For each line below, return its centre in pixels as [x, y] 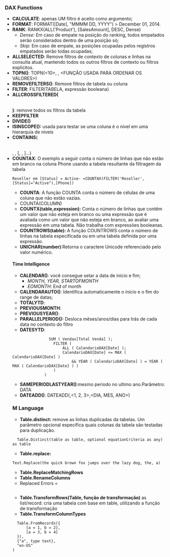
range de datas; [36, 297]
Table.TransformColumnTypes [53, 514]
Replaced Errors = [39, 483]
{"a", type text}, [36, 541]
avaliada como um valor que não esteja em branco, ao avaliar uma [89, 220]
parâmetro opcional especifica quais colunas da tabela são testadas [91, 425]
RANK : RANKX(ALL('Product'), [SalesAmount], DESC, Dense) [76, 30]
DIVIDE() [21, 121]
